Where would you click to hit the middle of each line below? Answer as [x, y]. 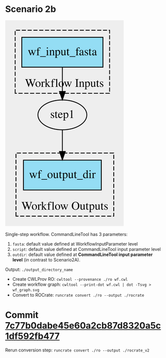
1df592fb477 [32, 336]
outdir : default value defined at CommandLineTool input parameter [83, 254]
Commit [22, 315]
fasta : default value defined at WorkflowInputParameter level [75, 244]
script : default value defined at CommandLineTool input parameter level [86, 249]
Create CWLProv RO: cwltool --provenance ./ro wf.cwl [70, 279]
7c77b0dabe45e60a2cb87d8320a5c [83, 326]
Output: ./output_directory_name [39, 269]
